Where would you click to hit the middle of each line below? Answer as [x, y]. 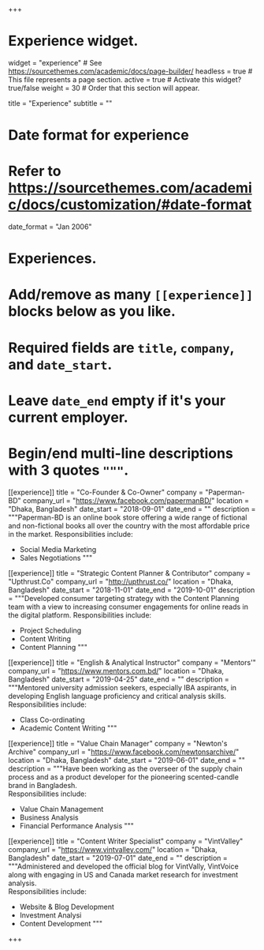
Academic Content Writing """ [68, 728]
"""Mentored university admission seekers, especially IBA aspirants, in [123, 687]
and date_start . [60, 364]
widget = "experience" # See [55, 62]
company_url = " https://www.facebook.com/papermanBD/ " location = [136, 500]
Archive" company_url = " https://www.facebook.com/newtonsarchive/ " [124, 752]
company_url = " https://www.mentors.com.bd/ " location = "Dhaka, [116, 670]
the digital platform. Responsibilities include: [80, 615]
